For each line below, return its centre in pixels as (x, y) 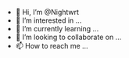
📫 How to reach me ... (52, 46)
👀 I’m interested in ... (48, 20)
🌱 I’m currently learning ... (57, 29)
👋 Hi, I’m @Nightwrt (47, 12)
